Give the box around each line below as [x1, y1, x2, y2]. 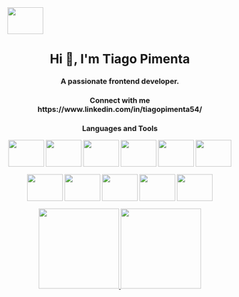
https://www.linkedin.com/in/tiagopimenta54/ [37, 105, 203, 115]
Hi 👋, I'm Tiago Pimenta [49, 51, 190, 67]
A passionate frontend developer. [60, 76, 180, 86]
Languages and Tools [81, 123, 158, 133]
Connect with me [89, 95, 151, 105]
